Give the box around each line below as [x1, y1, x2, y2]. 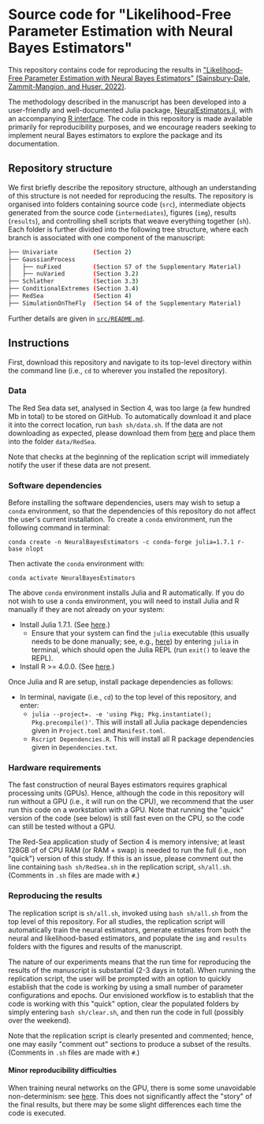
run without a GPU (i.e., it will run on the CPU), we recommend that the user [8, 797, 255, 807]
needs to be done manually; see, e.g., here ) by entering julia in [31, 636, 239, 647]
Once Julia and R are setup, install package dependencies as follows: [8, 677, 234, 687]
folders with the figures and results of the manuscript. [8, 941, 183, 951]
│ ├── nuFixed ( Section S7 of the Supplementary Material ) [8, 262, 242, 271]
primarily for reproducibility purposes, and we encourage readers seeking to [8, 122, 256, 132]
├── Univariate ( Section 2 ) [8, 248, 132, 256]
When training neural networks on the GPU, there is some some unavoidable [8, 1083, 256, 1092]
